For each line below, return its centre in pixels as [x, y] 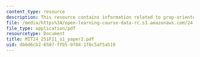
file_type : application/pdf [41, 28]
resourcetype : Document [36, 34]
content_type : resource [36, 12]
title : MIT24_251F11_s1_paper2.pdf [50, 39]
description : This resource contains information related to [84, 17]
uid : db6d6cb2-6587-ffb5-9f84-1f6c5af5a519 [61, 45]
